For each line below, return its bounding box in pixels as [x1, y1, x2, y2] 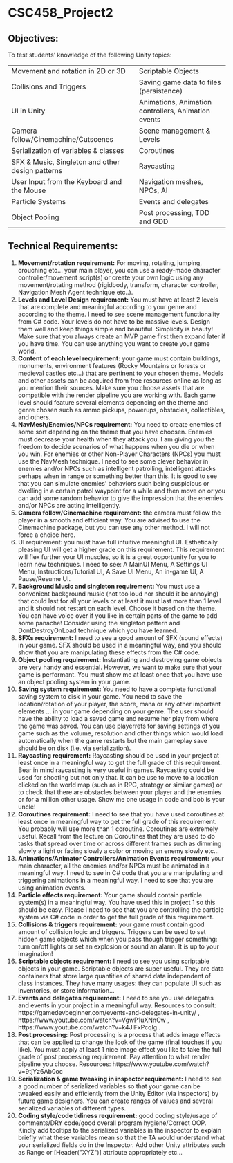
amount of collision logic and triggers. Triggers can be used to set [17, 927, 206, 935]
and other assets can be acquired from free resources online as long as [17, 376, 222, 385]
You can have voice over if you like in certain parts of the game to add [17, 611, 218, 620]
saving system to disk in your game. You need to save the [17, 692, 183, 700]
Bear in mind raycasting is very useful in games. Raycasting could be [17, 766, 214, 774]
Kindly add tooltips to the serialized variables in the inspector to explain [17, 1126, 222, 1134]
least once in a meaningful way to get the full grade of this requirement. [17, 758, 222, 767]
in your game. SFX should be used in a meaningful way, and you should [17, 641, 222, 649]
